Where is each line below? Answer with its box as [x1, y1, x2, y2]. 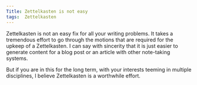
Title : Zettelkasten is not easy [6, 8, 88, 15]
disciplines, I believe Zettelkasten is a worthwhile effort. [6, 72, 141, 79]
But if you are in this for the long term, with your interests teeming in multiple [6, 66, 192, 73]
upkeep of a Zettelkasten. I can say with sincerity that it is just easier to [6, 42, 178, 49]
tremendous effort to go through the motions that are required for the [6, 36, 173, 43]
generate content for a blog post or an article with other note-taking [6, 48, 171, 55]
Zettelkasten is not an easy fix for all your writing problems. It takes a [6, 30, 173, 37]
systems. [6, 55, 28, 62]
